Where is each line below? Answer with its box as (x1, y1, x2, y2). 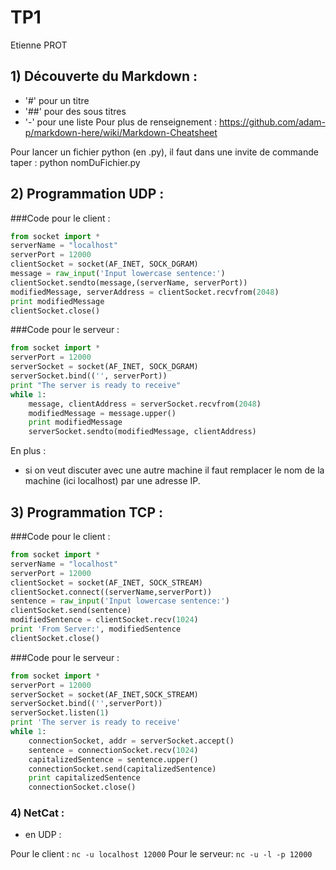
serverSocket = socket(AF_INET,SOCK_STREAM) (10, 689, 199, 700)
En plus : (10, 445, 47, 457)
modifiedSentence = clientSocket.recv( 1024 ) (10, 615, 199, 625)
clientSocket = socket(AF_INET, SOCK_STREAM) (10, 577, 203, 588)
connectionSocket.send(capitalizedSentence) (28, 764, 217, 774)
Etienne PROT (10, 39, 68, 51)
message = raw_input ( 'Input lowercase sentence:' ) (10, 269, 226, 279)
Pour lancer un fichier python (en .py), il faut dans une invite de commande (10, 146, 319, 158)
